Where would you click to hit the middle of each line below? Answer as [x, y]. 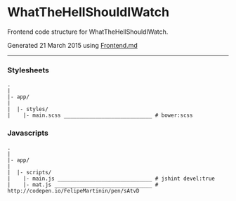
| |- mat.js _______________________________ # [83, 184]
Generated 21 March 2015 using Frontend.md [73, 45]
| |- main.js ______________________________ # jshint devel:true [111, 179]
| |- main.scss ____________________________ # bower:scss [100, 116]
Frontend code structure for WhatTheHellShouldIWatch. [88, 32]
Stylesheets [28, 70]
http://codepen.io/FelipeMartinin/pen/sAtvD [73, 190]
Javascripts [28, 133]
